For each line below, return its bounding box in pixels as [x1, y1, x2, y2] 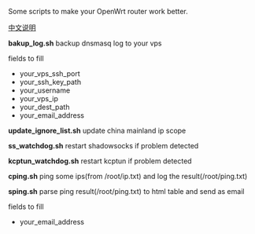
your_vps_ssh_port [19, 69, 80, 78]
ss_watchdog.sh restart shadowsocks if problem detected [8, 141, 199, 150]
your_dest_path [19, 102, 70, 112]
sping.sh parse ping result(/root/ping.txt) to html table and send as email [8, 187, 245, 196]
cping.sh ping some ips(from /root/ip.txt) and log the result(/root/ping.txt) [8, 172, 248, 181]
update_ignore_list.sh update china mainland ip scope [8, 126, 187, 135]
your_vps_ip [19, 94, 59, 103]
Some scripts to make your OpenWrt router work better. [8, 7, 189, 16]
